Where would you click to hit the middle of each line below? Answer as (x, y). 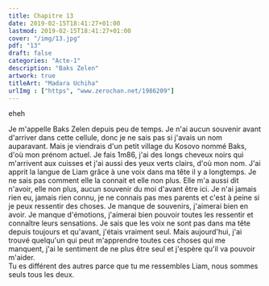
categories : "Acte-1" (45, 61)
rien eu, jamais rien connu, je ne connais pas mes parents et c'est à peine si (134, 197)
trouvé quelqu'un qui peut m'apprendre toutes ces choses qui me (117, 240)
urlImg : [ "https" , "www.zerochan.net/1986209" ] (91, 91)
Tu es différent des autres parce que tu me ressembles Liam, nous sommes (133, 266)
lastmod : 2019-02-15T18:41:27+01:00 (70, 31)
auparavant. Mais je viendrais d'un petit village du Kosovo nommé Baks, (128, 147)
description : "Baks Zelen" (54, 68)
